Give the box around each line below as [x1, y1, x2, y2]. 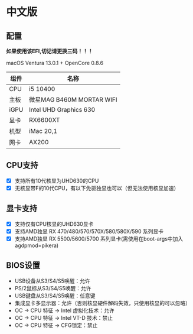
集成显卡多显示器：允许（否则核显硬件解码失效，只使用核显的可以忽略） [14, 299, 191, 306]
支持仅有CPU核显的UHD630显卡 [14, 220, 94, 228]
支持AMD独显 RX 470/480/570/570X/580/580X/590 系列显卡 [14, 228, 164, 235]
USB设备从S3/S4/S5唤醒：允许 [14, 277, 90, 284]
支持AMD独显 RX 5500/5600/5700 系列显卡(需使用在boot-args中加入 [14, 235, 184, 242]
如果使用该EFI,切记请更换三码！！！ [6, 48, 93, 54]
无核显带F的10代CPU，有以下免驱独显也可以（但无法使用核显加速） [14, 184, 179, 192]
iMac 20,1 [28, 127, 58, 135]
